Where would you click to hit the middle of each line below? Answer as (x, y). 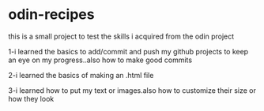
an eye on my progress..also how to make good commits (100, 60)
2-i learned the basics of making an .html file (81, 75)
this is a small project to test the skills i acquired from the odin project (121, 36)
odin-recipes (51, 15)
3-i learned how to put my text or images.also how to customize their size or (132, 90)
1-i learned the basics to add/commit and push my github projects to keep (128, 51)
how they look (31, 98)
